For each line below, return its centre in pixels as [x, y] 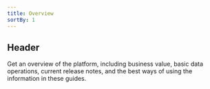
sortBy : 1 [21, 20]
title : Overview [30, 13]
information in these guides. [47, 79]
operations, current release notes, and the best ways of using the [100, 71]
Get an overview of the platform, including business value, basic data [105, 64]
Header [23, 48]
